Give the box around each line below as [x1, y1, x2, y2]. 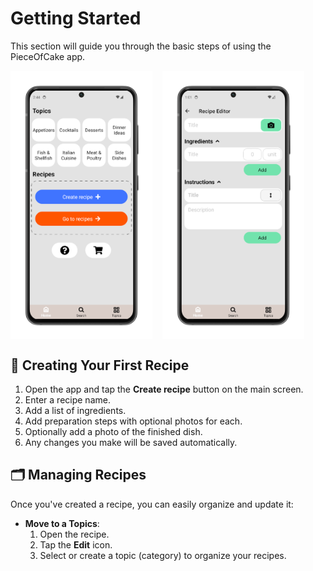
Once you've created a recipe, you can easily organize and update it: [10, 498, 294, 510]
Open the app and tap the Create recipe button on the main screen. [24, 383, 304, 396]
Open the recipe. [39, 528, 110, 540]
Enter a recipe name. [24, 394, 111, 406]
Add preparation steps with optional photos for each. [24, 415, 243, 427]
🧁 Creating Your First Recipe [10, 357, 190, 374]
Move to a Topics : [24, 517, 100, 529]
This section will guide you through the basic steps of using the [10, 40, 272, 52]
